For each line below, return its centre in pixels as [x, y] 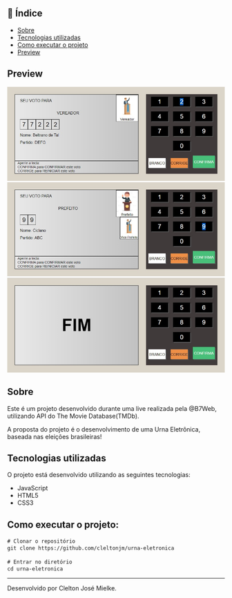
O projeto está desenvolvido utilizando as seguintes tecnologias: [99, 475]
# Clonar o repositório [41, 541]
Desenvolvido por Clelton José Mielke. [62, 588]
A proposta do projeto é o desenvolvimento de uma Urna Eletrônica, [104, 429]
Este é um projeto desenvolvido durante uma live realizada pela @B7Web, [112, 408]
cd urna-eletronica [35, 569]
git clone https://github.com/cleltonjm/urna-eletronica [91, 548]
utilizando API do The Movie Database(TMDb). [73, 416]
